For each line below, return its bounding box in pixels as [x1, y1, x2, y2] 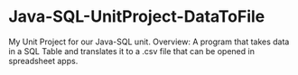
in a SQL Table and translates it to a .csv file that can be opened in [8, 45, 255, 56]
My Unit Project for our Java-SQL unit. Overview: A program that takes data [8, 36, 290, 47]
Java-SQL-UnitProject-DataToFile [8, 6, 265, 27]
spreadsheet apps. [8, 55, 79, 66]
